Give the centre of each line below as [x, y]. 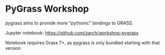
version [13, 48]
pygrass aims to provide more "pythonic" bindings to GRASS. [69, 23]
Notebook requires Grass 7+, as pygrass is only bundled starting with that [82, 43]
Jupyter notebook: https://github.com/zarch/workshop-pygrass [72, 33]
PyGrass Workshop [47, 9]
